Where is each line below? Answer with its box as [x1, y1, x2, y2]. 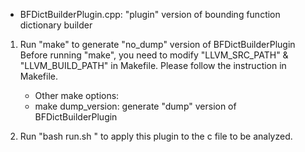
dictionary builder [19, 19, 93, 31]
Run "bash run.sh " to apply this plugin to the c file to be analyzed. [19, 130, 293, 142]
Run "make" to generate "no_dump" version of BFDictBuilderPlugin [19, 39, 296, 50]
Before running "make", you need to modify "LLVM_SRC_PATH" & [19, 49, 289, 61]
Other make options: [34, 90, 120, 101]
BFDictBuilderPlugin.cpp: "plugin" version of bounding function [19, 9, 281, 20]
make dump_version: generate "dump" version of [34, 100, 237, 112]
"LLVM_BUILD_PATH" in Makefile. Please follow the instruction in [19, 60, 287, 71]
